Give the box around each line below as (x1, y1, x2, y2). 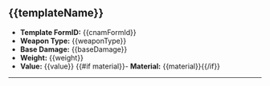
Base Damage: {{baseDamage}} (19, 44, 128, 54)
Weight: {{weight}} (19, 53, 84, 62)
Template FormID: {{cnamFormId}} (19, 27, 137, 37)
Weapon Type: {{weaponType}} (19, 36, 127, 45)
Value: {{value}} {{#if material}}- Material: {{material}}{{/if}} (19, 61, 221, 71)
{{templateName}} (8, 6, 104, 20)
